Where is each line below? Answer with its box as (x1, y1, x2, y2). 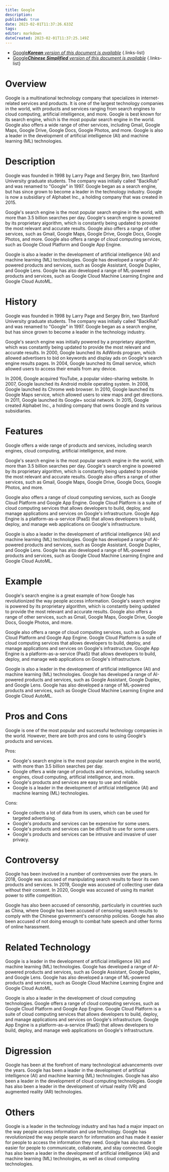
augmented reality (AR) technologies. (5, 1089, 83, 1095)
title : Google (5, 7, 35, 13)
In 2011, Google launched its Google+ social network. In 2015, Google (5, 397, 149, 403)
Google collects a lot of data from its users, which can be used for (12, 809, 150, 816)
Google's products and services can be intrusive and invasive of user (12, 831, 157, 837)
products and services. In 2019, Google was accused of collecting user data (5, 882, 163, 888)
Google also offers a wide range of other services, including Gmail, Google (5, 122, 160, 128)
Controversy (5, 854, 59, 865)
